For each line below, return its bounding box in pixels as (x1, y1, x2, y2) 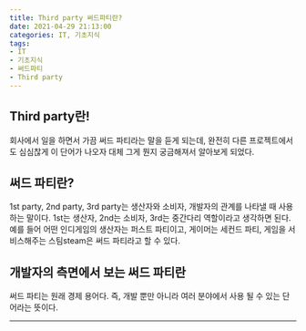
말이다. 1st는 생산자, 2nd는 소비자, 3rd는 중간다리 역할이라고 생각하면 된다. (25, 212, 291, 223)
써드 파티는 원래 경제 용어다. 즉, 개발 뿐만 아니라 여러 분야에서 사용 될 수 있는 (9, 291, 280, 302)
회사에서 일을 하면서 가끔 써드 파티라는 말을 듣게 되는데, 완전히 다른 (9, 134, 248, 146)
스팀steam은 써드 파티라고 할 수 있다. (48, 235, 180, 246)
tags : (9, 38, 30, 48)
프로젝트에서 (249, 134, 294, 146)
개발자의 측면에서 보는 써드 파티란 (9, 264, 187, 280)
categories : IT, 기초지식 (9, 30, 100, 39)
